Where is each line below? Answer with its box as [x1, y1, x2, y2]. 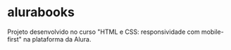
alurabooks [7, 4, 75, 20]
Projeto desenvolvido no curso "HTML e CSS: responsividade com [7, 27, 200, 36]
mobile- [201, 27, 224, 36]
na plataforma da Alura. [23, 35, 92, 43]
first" [7, 35, 23, 43]
